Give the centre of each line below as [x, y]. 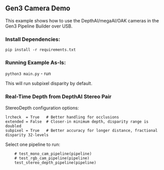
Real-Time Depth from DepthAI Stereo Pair [58, 97]
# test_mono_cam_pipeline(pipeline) [53, 154]
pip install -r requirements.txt [41, 50]
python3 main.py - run [28, 74]
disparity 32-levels [27, 135]
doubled [13, 126]
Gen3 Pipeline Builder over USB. [39, 26]
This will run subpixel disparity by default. [49, 83]
